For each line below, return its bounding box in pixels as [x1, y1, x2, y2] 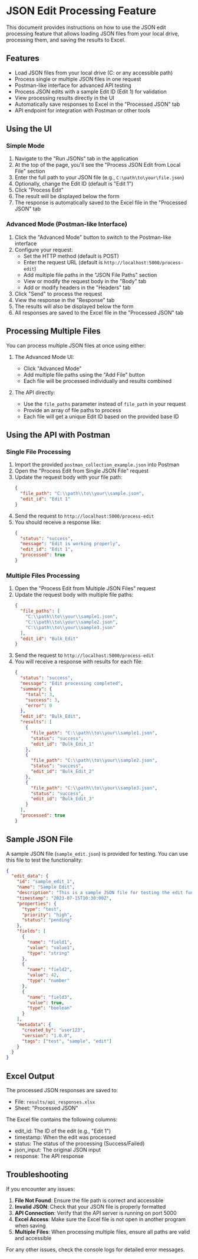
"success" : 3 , [25, 697, 60, 703]
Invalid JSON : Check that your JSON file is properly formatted [14, 1203, 166, 1210]
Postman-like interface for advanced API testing [14, 82, 131, 89]
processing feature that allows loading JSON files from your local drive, [6, 30, 180, 37]
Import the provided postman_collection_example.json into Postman [14, 461, 180, 468]
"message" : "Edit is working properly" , [20, 541, 121, 547]
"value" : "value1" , [27, 944, 75, 950]
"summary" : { [20, 686, 52, 692]
